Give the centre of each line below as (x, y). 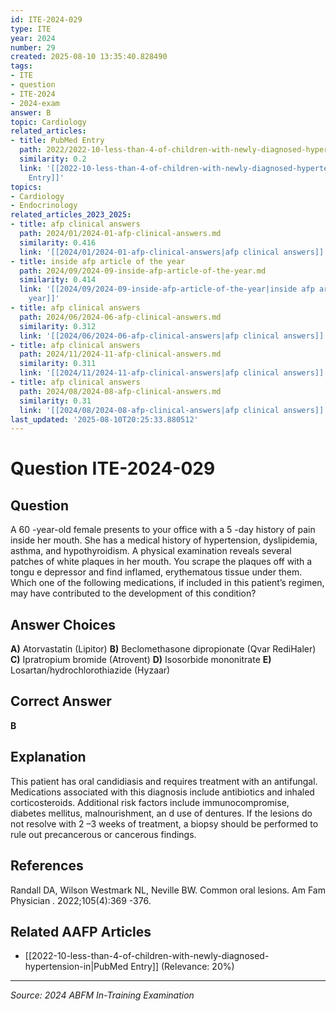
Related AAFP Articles (81, 931)
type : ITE (31, 29)
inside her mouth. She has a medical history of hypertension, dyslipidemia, (164, 540)
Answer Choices (63, 624)
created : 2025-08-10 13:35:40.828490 (89, 57)
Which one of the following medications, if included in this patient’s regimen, (167, 583)
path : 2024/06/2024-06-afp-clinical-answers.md (120, 317)
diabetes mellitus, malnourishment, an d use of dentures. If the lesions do (161, 813)
